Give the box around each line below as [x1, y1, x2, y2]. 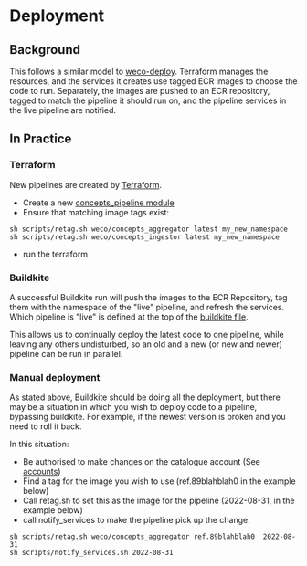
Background [9, 42, 80, 58]
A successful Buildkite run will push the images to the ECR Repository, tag [9, 291, 288, 302]
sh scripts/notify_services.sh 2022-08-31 [9, 549, 174, 558]
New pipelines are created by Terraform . [9, 179, 163, 190]
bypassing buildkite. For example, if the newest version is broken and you [9, 412, 286, 423]
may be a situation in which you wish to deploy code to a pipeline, [9, 402, 258, 413]
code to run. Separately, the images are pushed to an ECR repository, [9, 86, 270, 96]
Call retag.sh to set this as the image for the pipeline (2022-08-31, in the [22, 495, 295, 507]
